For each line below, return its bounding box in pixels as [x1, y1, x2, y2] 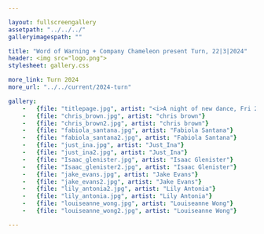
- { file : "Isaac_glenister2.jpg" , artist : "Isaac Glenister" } [22, 163, 237, 171]
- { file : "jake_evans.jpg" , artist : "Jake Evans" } [22, 170, 199, 178]
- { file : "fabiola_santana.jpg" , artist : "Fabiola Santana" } [22, 126, 234, 134]
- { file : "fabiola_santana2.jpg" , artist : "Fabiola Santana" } [22, 134, 237, 142]
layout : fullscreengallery [8, 18, 97, 26]
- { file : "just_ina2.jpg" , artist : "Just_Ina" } [22, 148, 189, 156]
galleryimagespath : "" [8, 33, 82, 41]
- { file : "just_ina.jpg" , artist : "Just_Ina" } [22, 141, 185, 149]
